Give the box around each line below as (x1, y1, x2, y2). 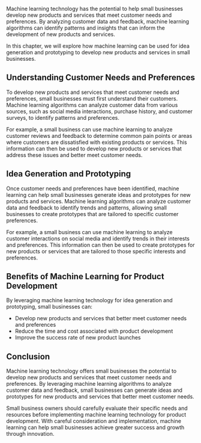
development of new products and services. (6, 31, 116, 38)
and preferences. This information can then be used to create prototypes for (6, 241, 195, 249)
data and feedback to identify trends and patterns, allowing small (6, 204, 167, 211)
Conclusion (6, 352, 50, 362)
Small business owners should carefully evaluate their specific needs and (6, 404, 188, 412)
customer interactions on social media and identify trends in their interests (6, 235, 190, 242)
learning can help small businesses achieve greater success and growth (6, 424, 185, 431)
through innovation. (6, 430, 55, 438)
